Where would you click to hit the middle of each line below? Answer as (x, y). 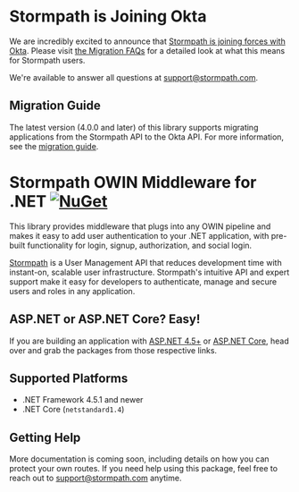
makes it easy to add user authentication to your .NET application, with (139, 235)
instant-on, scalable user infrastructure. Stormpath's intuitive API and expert (149, 272)
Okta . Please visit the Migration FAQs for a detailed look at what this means (147, 50)
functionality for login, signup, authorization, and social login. (140, 245)
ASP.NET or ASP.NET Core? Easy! (105, 319)
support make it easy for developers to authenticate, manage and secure (143, 281)
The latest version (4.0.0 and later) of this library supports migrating (134, 127)
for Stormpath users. (47, 60)
